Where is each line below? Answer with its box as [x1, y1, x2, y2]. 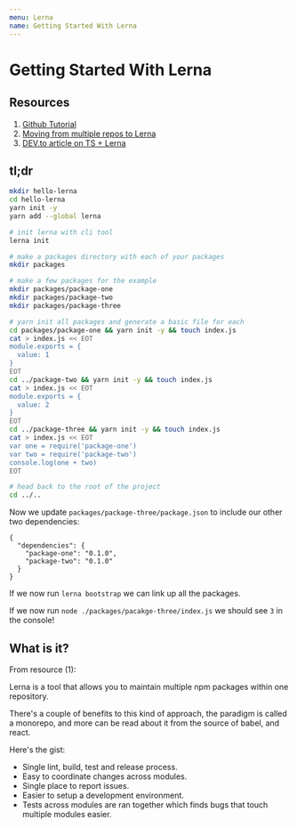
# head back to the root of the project [9, 483, 162, 491]
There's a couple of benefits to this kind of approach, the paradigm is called [9, 709, 287, 718]
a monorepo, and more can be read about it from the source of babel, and [9, 718, 280, 728]
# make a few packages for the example [9, 277, 157, 286]
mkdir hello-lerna [9, 187, 77, 196]
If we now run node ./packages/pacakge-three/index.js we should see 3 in [9, 605, 283, 616]
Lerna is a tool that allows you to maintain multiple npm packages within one [9, 682, 289, 692]
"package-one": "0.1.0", [25, 549, 117, 558]
